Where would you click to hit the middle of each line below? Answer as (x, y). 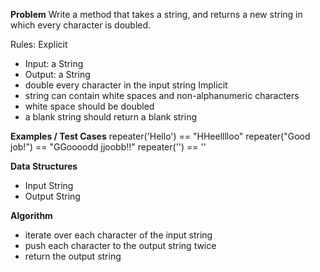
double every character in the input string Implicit (126, 85)
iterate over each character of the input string (118, 235)
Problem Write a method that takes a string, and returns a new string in (156, 14)
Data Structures (44, 166)
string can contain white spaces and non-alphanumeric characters (162, 95)
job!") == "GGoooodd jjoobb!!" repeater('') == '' (108, 147)
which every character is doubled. (81, 25)
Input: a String (54, 63)
